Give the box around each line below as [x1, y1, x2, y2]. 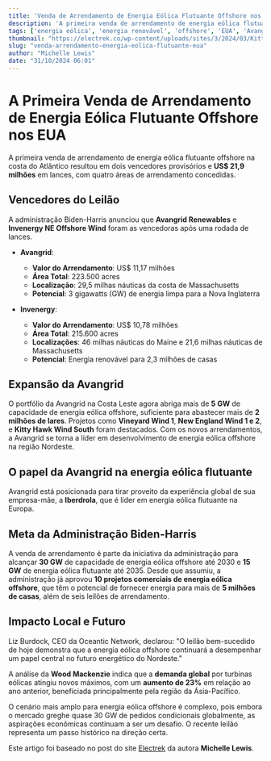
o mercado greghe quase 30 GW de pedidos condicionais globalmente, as [8, 710, 256, 720]
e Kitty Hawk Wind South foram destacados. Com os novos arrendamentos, [8, 424, 263, 434]
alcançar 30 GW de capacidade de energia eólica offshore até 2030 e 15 [8, 558, 251, 567]
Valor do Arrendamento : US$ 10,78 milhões [31, 320, 179, 329]
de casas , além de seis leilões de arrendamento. [8, 592, 170, 601]
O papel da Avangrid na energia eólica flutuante [8, 465, 252, 479]
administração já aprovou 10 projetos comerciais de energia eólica [8, 575, 232, 584]
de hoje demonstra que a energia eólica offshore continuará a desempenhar [8, 645, 261, 654]
